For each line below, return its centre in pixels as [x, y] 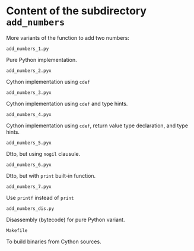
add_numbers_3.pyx [29, 92]
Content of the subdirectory [77, 11]
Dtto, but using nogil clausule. [43, 153]
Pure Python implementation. [42, 59]
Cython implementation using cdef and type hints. [67, 103]
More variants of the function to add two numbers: [68, 37]
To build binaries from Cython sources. [54, 241]
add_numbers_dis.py [30, 208]
